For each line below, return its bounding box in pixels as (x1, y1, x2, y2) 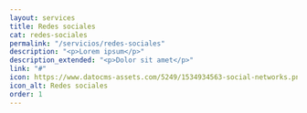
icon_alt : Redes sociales (9, 81, 108, 90)
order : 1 (9, 89, 43, 98)
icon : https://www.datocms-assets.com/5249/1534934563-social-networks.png (9, 73, 304, 82)
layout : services (9, 13, 76, 23)
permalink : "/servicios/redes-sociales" (9, 38, 166, 48)
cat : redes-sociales (9, 30, 89, 39)
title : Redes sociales (9, 22, 96, 31)
